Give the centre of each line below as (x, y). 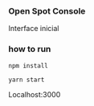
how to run (30, 49)
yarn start (27, 80)
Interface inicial (34, 29)
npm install (28, 65)
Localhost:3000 (35, 94)
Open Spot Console (47, 11)
